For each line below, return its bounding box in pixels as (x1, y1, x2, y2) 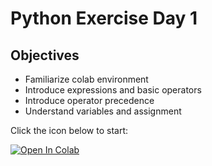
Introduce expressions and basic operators (24, 84, 202, 96)
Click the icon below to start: (10, 125, 129, 136)
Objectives (10, 47, 80, 64)
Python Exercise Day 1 (10, 7, 198, 30)
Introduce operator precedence (24, 95, 155, 106)
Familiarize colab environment (24, 73, 149, 85)
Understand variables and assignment (24, 105, 182, 117)
